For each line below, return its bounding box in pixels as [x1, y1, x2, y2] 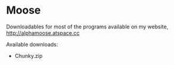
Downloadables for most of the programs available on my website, [6, 23, 169, 30]
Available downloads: [6, 41, 58, 48]
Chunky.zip [14, 52, 43, 59]
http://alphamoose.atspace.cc [6, 29, 80, 36]
